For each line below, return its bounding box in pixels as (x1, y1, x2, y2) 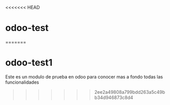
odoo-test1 (5, 57, 53, 68)
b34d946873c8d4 (94, 94, 134, 100)
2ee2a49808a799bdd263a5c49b (94, 89, 165, 95)
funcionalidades (5, 79, 39, 85)
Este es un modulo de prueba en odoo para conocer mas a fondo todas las (5, 73, 163, 80)
